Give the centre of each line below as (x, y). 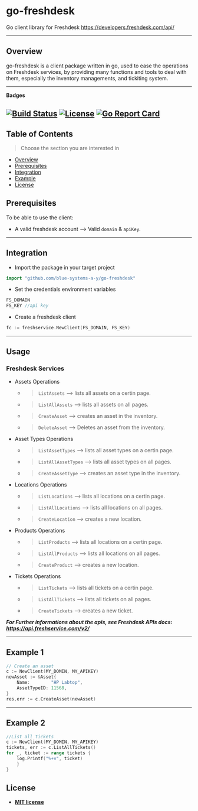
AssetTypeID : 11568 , (42, 688)
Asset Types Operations (44, 439)
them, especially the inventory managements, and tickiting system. (87, 78)
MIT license (29, 802)
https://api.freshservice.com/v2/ (48, 628)
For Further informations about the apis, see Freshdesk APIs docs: (89, 622)
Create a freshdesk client (45, 317)
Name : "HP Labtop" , (50, 683)
